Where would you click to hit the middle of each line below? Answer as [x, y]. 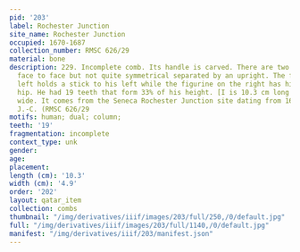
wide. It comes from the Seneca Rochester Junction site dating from [149, 101]
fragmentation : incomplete [59, 134]
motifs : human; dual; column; [66, 117]
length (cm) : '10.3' [48, 175]
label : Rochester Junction [59, 26]
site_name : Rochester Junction [67, 34]
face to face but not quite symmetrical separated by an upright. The [151, 76]
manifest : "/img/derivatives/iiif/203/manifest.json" [112, 233]
